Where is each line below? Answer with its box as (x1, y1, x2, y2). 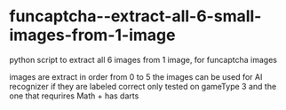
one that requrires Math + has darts (9, 90, 139, 101)
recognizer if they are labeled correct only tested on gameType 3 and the (9, 81, 277, 91)
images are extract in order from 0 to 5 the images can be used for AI (9, 71, 263, 82)
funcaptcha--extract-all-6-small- (9, 6, 262, 27)
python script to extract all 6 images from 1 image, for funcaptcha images (9, 54, 278, 65)
